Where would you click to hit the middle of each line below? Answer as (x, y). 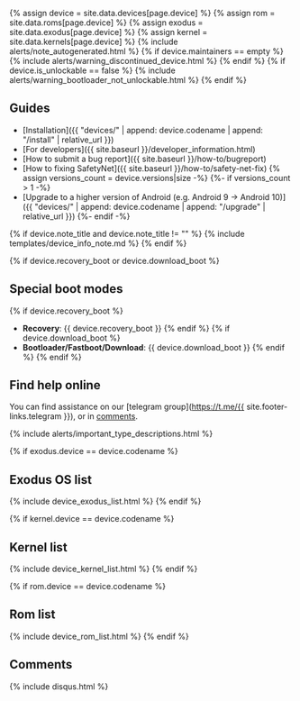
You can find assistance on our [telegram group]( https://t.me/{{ (127, 407)
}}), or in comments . (100, 416)
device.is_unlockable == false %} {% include (92, 70)
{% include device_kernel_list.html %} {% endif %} (104, 569)
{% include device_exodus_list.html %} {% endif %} (105, 501)
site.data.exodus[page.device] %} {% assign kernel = (109, 32)
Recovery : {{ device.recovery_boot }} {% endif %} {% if (126, 328)
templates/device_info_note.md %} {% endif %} (98, 243)
